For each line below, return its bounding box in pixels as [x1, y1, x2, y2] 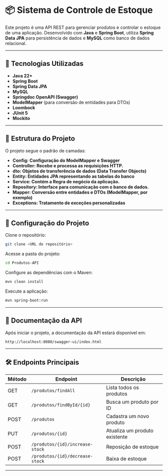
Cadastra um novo [105, 413, 149, 420]
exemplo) [12, 194, 33, 200]
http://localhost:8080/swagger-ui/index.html [5, 339, 101, 344]
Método [7, 376, 26, 383]
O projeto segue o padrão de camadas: [5, 147, 86, 153]
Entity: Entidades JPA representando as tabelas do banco [12, 173, 135, 179]
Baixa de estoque [105, 455, 147, 462]
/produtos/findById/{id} [31, 402, 91, 408]
